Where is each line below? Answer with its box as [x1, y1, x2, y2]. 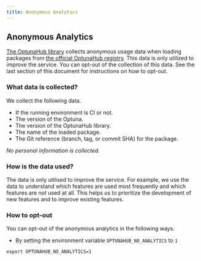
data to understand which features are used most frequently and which [6, 182, 186, 190]
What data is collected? [6, 83, 78, 92]
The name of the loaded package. [15, 128, 101, 136]
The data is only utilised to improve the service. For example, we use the [6, 176, 189, 184]
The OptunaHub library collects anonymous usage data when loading [6, 48, 182, 55]
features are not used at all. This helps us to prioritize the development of [6, 189, 192, 197]
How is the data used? [6, 162, 74, 171]
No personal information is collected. [6, 147, 100, 154]
